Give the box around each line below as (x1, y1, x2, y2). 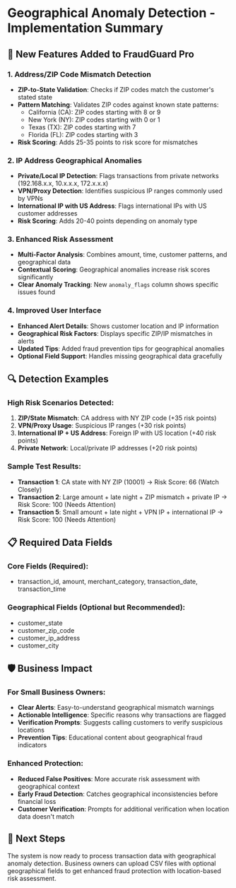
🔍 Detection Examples (7, 373, 110, 385)
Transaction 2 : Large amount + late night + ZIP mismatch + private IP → (17, 493, 228, 501)
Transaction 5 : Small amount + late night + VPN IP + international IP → (17, 508, 224, 516)
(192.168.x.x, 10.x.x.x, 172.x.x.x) (17, 179, 109, 188)
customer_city (17, 641, 59, 650)
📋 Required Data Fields (7, 537, 113, 549)
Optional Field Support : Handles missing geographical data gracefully (17, 351, 223, 360)
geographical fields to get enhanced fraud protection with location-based (7, 866, 221, 875)
